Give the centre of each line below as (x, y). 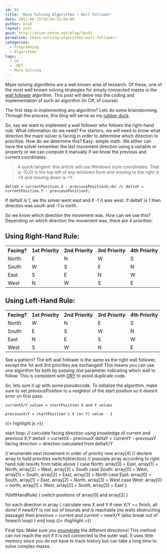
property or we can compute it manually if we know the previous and (76, 152)
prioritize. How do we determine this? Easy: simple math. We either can (78, 141)
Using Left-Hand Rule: (40, 301)
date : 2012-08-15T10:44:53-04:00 (40, 19)
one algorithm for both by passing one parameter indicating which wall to (80, 370)
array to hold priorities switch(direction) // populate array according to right (82, 458)
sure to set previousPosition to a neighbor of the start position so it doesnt (82, 390)
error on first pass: (24, 396)
